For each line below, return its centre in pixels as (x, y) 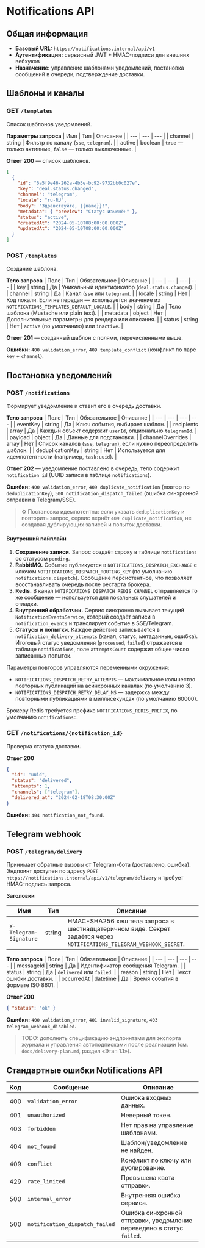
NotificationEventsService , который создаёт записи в (85, 617)
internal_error (49, 1199)
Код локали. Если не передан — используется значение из (83, 300)
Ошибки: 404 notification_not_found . (55, 815)
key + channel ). (25, 356)
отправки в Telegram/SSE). (41, 500)
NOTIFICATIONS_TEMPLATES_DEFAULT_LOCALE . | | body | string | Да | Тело (94, 307)
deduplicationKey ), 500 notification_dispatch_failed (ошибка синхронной (103, 493)
